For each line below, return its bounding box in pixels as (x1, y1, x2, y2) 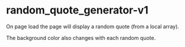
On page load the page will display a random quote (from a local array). (6, 23, 180, 30)
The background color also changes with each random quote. (6, 34, 156, 41)
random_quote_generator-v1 (6, 4, 148, 17)
